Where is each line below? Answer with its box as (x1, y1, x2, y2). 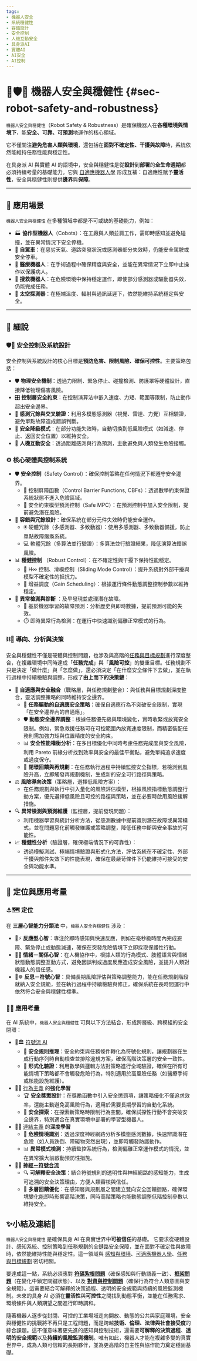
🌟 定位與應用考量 (6, 887, 67, 897)
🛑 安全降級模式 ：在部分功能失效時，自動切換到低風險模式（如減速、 (14, 424, 179, 432)
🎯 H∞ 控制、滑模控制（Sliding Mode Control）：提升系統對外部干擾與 (23, 566, 189, 573)
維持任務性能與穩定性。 (16, 149, 73, 156)
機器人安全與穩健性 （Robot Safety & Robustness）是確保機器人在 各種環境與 (6, 122, 184, 129)
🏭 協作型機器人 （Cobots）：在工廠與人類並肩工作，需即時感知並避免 (14, 230, 181, 237)
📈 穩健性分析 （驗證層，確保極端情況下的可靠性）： (14, 838, 137, 845)
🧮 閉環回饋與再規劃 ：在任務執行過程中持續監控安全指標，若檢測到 (23, 763, 183, 770)
